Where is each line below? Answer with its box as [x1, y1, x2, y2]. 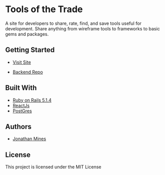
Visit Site [12, 59, 31, 65]
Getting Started [5, 46, 55, 54]
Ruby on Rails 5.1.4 [12, 97, 52, 103]
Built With [5, 83, 37, 92]
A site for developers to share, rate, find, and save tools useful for [5, 20, 142, 26]
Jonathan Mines [12, 136, 46, 142]
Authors [5, 122, 32, 131]
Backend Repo [12, 69, 43, 75]
